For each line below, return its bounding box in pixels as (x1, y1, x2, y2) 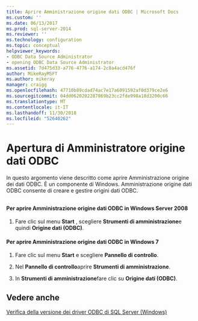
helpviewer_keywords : (6, 48, 61, 54)
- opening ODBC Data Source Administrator (6, 59, 114, 65)
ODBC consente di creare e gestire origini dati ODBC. (6, 187, 138, 194)
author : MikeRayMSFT (6, 71, 58, 77)
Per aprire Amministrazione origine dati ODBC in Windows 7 (6, 238, 159, 245)
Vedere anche (6, 292, 60, 302)
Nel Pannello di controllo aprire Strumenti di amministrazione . (14, 263, 171, 270)
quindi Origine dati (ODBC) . (14, 224, 84, 232)
